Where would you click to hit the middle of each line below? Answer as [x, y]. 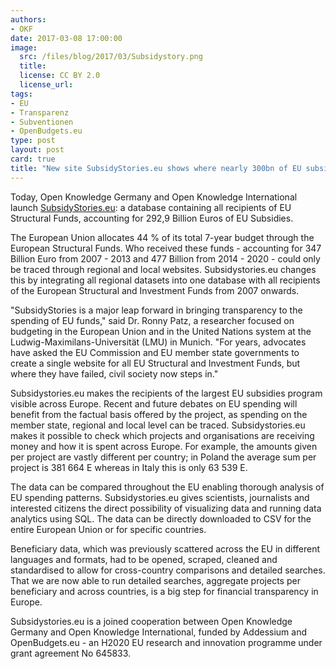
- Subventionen [42, 122]
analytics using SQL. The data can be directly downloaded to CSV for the [161, 518]
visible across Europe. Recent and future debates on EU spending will [154, 403]
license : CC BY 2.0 [60, 76]
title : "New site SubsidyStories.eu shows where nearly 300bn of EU [156, 168]
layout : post [37, 150]
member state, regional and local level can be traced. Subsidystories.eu [158, 425]
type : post [33, 141]
